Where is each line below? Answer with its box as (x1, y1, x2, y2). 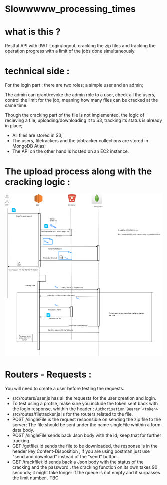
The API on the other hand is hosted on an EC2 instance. (12, 148, 129, 154)
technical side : (5, 66, 70, 77)
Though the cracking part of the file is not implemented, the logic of (5, 112, 145, 118)
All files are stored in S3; (12, 132, 63, 138)
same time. (5, 102, 28, 108)
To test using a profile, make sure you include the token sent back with (12, 400, 158, 406)
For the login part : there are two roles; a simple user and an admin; (5, 82, 144, 88)
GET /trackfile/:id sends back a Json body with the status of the (12, 459, 144, 465)
